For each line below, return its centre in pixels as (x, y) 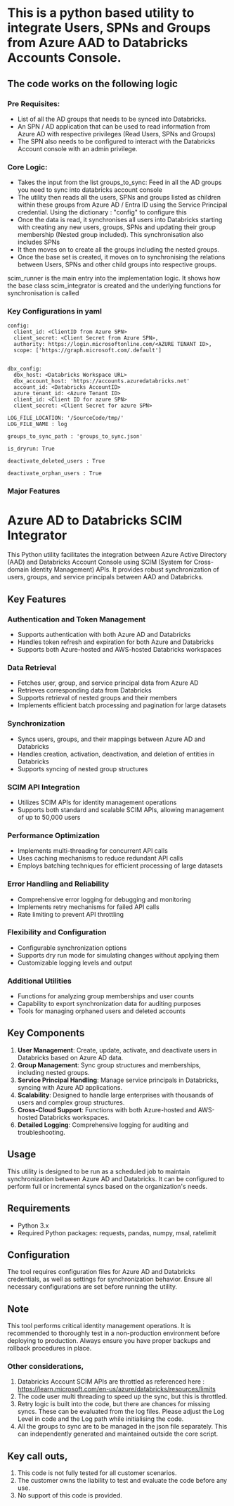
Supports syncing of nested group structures (83, 768)
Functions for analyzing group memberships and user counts (106, 996)
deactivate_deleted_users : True (56, 461)
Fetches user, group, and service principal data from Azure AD (108, 683)
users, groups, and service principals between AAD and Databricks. (105, 577)
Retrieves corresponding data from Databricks (85, 690)
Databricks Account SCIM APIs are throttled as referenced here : (111, 1382)
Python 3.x (33, 1225)
